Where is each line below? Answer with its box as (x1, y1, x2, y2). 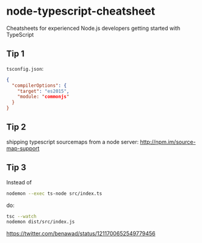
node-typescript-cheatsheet (6, 4, 156, 18)
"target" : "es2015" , (17, 88, 70, 94)
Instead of (6, 178, 32, 186)
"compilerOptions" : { (12, 82, 67, 89)
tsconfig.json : (6, 65, 44, 72)
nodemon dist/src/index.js (6, 219, 75, 225)
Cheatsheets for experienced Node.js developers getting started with (6, 24, 181, 32)
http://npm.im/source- (140, 138, 197, 145)
